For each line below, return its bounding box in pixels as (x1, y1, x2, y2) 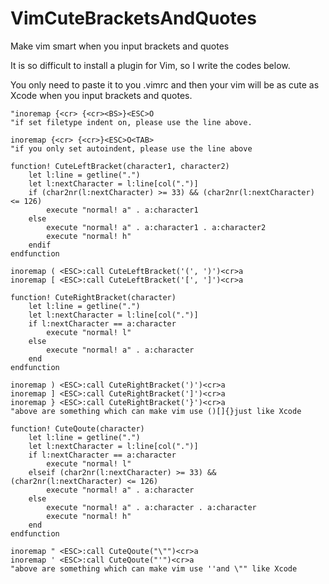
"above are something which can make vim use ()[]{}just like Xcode (10, 406, 302, 416)
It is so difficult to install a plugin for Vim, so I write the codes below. (10, 59, 291, 71)
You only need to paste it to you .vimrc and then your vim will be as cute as (10, 78, 320, 91)
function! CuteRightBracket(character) (10, 292, 177, 302)
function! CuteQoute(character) (10, 423, 145, 434)
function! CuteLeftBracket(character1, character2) (10, 161, 230, 171)
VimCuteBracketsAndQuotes (10, 7, 257, 30)
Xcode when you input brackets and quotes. (10, 89, 193, 101)
